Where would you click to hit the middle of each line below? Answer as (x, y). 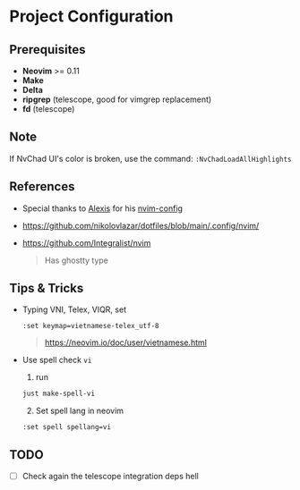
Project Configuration (91, 17)
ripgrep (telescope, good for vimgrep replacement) (117, 99)
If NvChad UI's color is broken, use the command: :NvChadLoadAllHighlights (150, 158)
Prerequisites (47, 50)
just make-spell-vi (59, 394)
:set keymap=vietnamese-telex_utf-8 (90, 326)
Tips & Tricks (47, 288)
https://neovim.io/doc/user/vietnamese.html (126, 342)
